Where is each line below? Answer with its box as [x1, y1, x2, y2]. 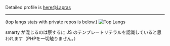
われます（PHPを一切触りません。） [5, 35, 78, 41]
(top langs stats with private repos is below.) [5, 19, 98, 25]
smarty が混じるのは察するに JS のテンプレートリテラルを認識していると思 [5, 29, 162, 35]
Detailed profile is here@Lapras [5, 5, 71, 10]
